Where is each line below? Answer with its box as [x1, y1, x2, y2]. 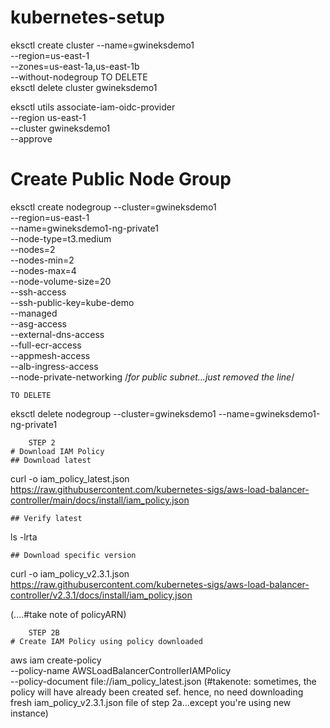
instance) [10, 707, 49, 719]
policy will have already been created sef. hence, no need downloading [10, 686, 304, 698]
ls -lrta [10, 531, 38, 543]
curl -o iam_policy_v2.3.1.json [10, 567, 130, 580]
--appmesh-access [10, 349, 91, 361]
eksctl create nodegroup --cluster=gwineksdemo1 [10, 201, 217, 213]
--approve [10, 132, 53, 145]
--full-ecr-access [10, 339, 82, 351]
